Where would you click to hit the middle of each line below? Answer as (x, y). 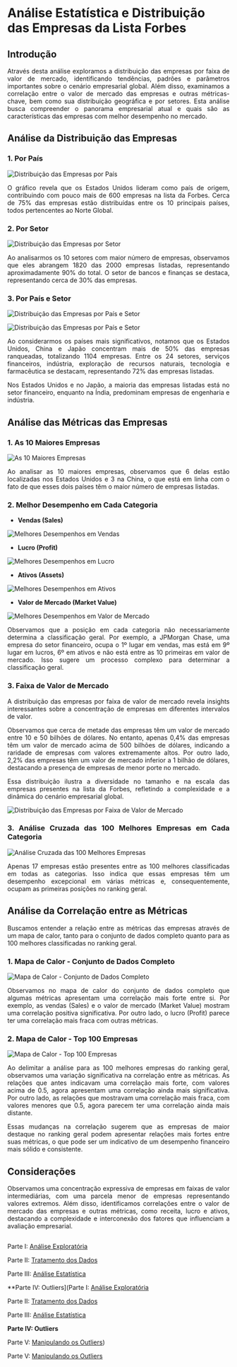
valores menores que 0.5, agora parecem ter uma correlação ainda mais (119, 1105)
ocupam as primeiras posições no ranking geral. (78, 888)
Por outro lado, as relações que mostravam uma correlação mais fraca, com (119, 1098)
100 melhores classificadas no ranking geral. (72, 943)
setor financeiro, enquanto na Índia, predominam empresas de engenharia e (119, 392)
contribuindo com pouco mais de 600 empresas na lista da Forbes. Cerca (119, 195)
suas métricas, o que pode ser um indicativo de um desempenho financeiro (119, 1142)
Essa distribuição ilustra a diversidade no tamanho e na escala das (119, 781)
